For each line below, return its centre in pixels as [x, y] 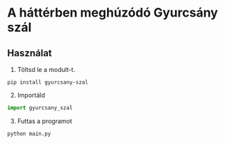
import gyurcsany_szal [40, 108]
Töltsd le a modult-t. [46, 70]
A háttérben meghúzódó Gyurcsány [113, 13]
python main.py [29, 134]
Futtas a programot [45, 121]
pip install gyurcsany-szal [48, 82]
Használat [30, 53]
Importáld [31, 95]
